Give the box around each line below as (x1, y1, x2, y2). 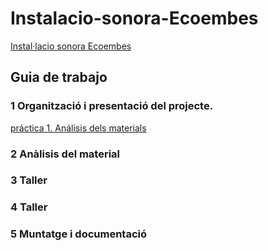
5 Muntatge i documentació (10, 227, 147, 241)
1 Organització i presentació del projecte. (10, 99, 214, 113)
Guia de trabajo (10, 69, 108, 86)
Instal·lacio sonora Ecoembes (10, 40, 132, 52)
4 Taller (10, 200, 48, 214)
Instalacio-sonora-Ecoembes (10, 7, 259, 30)
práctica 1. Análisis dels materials (10, 122, 147, 134)
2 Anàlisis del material (10, 147, 121, 161)
